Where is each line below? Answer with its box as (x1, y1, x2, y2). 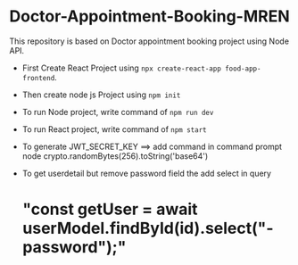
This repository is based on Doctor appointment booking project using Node (9, 36, 290, 46)
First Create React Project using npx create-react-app (21, 62, 221, 73)
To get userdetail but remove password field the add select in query (21, 168, 272, 178)
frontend (21, 73, 55, 82)
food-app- (224, 64, 261, 73)
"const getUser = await (21, 199, 198, 219)
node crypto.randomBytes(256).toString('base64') (21, 150, 209, 161)
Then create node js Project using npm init (21, 89, 181, 100)
